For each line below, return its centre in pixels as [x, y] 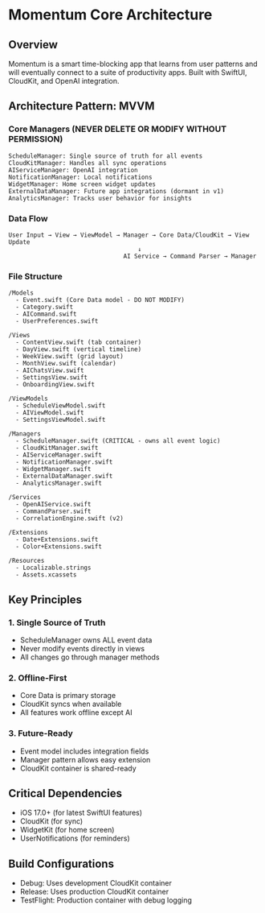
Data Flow [28, 218]
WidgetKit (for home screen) [67, 830]
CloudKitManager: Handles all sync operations [88, 163]
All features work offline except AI [76, 713]
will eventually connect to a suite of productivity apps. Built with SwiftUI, [128, 72]
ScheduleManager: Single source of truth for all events [106, 156]
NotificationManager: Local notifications [80, 177]
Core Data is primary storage [68, 696]
